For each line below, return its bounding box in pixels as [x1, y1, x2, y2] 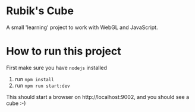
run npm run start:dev [14, 82, 70, 89]
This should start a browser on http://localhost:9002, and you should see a [6, 93, 189, 100]
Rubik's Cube [6, 4, 74, 18]
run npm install [14, 75, 55, 82]
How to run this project [6, 44, 122, 58]
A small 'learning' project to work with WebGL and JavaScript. [6, 24, 158, 31]
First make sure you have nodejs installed [6, 64, 108, 71]
